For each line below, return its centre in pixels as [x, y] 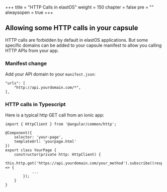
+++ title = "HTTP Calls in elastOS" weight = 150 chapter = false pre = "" [80, 7]
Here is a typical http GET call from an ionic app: [55, 115]
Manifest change [26, 63]
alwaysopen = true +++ [29, 12]
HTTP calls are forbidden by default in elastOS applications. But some [77, 40]
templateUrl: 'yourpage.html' [45, 142]
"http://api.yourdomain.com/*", [47, 88]
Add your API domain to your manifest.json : [50, 74]
